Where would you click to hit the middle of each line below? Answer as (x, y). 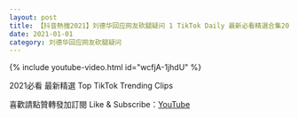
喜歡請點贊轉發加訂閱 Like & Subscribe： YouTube (100, 105)
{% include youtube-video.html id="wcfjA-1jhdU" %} (106, 67)
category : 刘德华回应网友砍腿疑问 (66, 42)
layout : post (33, 17)
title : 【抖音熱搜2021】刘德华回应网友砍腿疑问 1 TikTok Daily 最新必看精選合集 (145, 26)
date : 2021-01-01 (41, 34)
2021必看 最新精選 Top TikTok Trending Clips (91, 86)
